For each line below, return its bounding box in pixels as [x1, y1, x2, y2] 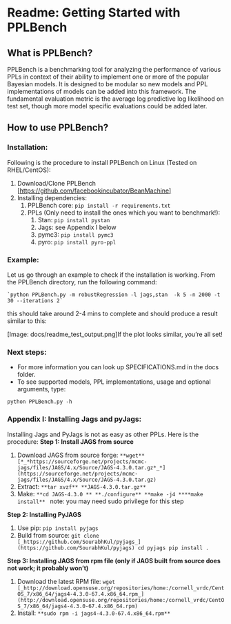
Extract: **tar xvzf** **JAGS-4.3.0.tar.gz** [17, 482, 146, 491]
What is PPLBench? [7, 47, 93, 59]
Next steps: [7, 347, 47, 357]
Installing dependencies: [17, 193, 88, 202]
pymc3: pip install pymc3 [37, 230, 114, 239]
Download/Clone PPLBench [17, 179, 97, 187]
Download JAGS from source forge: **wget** [17, 451, 145, 459]
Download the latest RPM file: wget [17, 577, 116, 585]
